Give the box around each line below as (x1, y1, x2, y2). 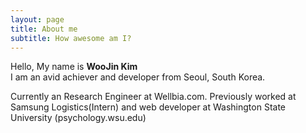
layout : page (10, 14, 65, 25)
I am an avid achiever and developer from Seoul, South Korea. (10, 71, 266, 83)
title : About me (10, 24, 78, 34)
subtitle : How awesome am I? (10, 33, 132, 43)
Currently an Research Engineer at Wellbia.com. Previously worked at (10, 91, 297, 103)
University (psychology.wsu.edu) (10, 112, 147, 124)
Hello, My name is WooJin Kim (10, 61, 138, 73)
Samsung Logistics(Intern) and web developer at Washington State (10, 101, 287, 113)
